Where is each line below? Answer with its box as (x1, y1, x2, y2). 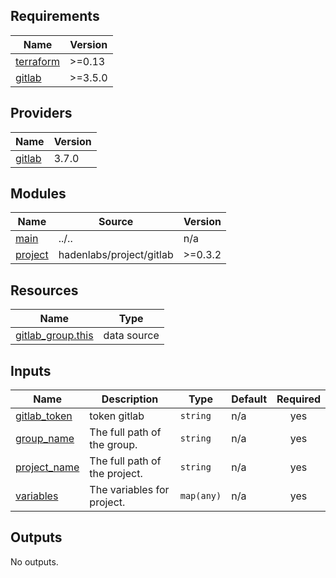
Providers (10, 105, 73, 122)
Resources (10, 282, 79, 299)
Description (101, 392, 159, 406)
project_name (15, 460, 80, 474)
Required (276, 392, 321, 406)
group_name (15, 432, 75, 446)
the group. (89, 438, 138, 452)
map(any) (179, 490, 222, 502)
